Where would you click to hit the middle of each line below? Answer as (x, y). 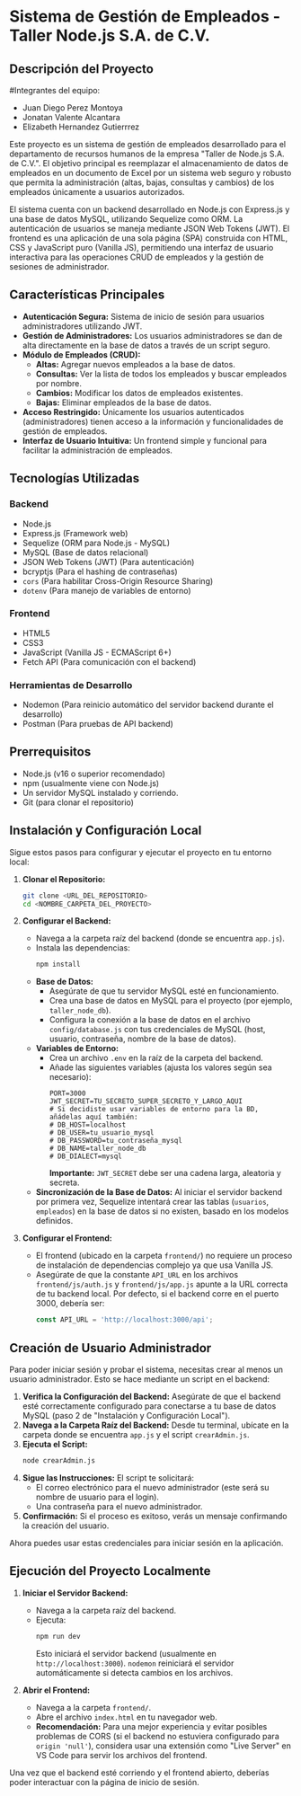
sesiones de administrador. (59, 266)
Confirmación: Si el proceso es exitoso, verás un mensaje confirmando (155, 1516)
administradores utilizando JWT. (82, 326)
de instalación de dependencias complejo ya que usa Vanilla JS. (155, 1265)
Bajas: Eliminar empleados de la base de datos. (124, 403)
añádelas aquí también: (93, 1117)
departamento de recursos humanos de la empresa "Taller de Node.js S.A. (147, 154)
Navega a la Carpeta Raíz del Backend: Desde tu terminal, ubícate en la (155, 1425)
